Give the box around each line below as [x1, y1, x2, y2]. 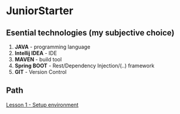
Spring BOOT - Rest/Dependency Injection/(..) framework [14, 62, 155, 69]
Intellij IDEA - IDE [14, 50, 57, 57]
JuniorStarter [6, 4, 74, 18]
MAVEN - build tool [14, 56, 62, 63]
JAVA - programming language [14, 43, 91, 50]
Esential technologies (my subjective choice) [6, 28, 175, 38]
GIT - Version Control [14, 69, 66, 75]
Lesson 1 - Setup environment [6, 101, 79, 108]
